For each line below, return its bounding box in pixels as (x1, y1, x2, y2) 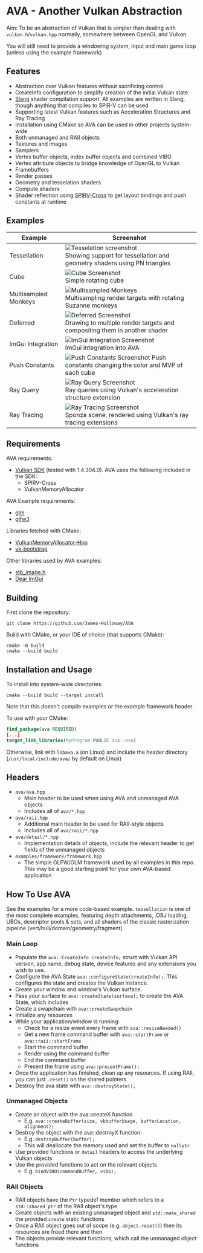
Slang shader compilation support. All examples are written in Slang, (14, 95, 185, 102)
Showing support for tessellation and (65, 251, 170, 259)
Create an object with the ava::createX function (14, 1110, 133, 1118)
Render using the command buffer (24, 1050, 110, 1057)
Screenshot (112, 233, 147, 242)
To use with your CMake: (6, 714, 68, 722)
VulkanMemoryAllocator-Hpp (14, 539, 88, 546)
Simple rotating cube (65, 276, 124, 285)
